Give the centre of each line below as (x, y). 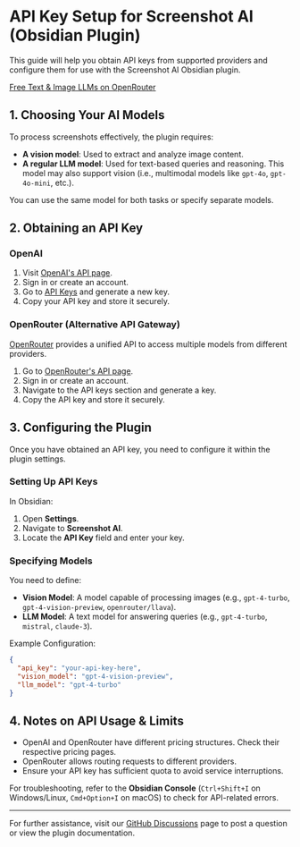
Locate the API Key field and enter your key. (103, 538)
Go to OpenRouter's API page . (78, 371)
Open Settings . (50, 518)
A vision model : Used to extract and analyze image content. (133, 154)
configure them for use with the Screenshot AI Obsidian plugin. (125, 70)
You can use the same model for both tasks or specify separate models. (142, 199)
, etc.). (62, 182)
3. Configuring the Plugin (80, 428)
